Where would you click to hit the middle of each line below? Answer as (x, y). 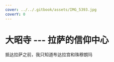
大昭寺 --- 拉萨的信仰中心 (57, 40)
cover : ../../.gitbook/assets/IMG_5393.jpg (51, 10)
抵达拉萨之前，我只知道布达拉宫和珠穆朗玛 (49, 55)
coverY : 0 (15, 14)
